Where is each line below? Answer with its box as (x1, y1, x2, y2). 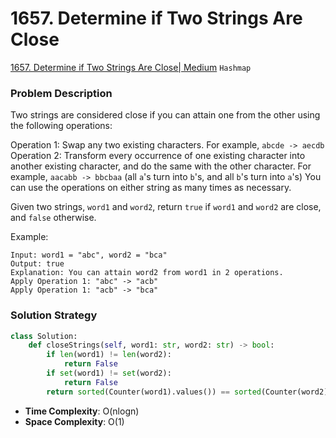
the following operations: (10, 120, 113, 132)
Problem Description (10, 86, 113, 100)
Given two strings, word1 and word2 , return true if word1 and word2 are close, (10, 201, 322, 213)
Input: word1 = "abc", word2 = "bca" (10, 250, 168, 261)
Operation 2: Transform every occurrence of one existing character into (10, 150, 306, 162)
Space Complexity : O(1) (24, 415, 125, 427)
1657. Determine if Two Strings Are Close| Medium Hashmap (10, 61, 252, 73)
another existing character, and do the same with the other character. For (10, 160, 312, 172)
